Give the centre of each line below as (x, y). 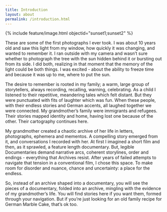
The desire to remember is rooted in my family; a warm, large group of (77, 84)
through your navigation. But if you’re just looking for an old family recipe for (83, 199)
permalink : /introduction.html (38, 19)
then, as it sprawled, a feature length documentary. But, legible (70, 147)
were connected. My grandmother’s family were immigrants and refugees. (81, 111)
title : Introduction (27, 10)
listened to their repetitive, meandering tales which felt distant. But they (79, 95)
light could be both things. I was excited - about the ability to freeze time (80, 69)
